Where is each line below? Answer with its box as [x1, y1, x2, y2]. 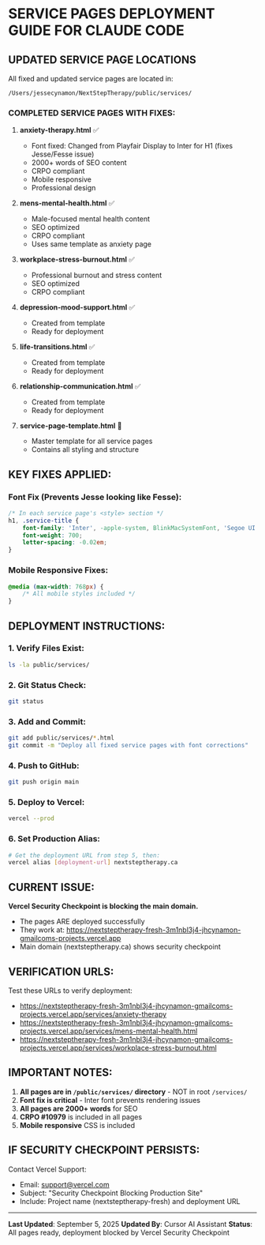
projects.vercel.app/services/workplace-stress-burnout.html [19, 1043, 217, 1052]
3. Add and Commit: [8, 716, 87, 727]
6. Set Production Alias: [8, 833, 101, 844]
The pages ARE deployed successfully [19, 917, 145, 927]
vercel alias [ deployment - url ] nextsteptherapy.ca [8, 859, 178, 867]
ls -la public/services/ [8, 660, 90, 668]
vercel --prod [8, 814, 55, 822]
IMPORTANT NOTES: [8, 1066, 113, 1079]
